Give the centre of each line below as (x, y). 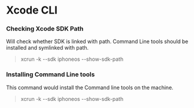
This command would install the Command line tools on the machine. (90, 87)
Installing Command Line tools (51, 74)
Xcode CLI (32, 10)
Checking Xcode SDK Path (45, 29)
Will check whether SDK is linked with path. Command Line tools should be (97, 41)
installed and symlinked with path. (47, 48)
